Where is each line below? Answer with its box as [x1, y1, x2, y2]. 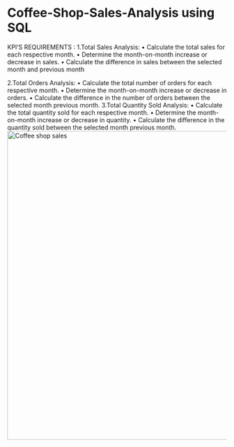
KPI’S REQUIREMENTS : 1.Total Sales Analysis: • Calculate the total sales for [7, 43, 225, 51]
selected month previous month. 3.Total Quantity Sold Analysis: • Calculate [7, 101, 223, 109]
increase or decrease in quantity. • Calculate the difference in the [37, 115, 225, 124]
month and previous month [7, 65, 85, 73]
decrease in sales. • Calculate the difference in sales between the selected [7, 57, 222, 66]
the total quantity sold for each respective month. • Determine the [7, 108, 196, 117]
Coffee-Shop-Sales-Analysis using [7, 5, 214, 21]
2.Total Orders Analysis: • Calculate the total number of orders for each [7, 78, 212, 87]
